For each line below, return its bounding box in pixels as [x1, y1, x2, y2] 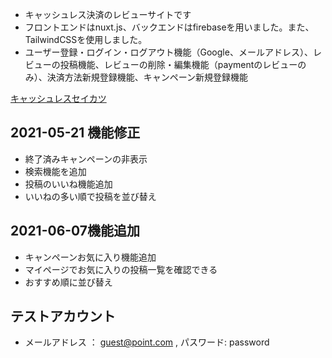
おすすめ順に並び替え [24, 276, 113, 288]
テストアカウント [10, 308, 116, 325]
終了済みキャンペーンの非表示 [24, 153, 148, 165]
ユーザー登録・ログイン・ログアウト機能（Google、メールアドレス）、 [24, 46, 313, 58]
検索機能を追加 [24, 165, 87, 177]
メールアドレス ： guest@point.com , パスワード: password [24, 336, 270, 348]
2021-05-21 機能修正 [10, 124, 141, 142]
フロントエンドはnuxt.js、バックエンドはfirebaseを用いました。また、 [24, 21, 315, 33]
